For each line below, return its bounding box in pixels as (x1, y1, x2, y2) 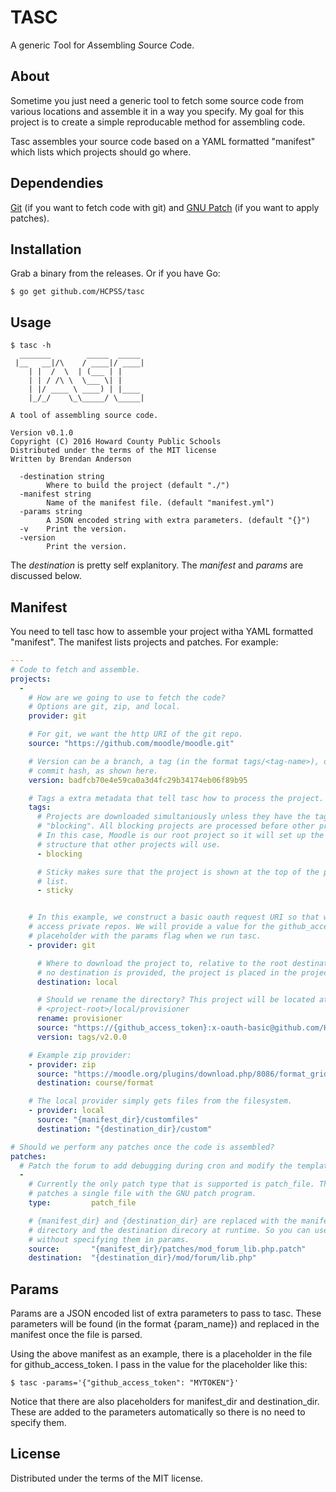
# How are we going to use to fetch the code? (28, 692, 226, 703)
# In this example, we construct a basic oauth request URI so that (28, 912, 320, 923)
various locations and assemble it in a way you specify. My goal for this (10, 105, 305, 117)
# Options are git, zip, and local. (28, 702, 182, 712)
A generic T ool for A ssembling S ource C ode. (10, 39, 195, 51)
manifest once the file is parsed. (10, 1329, 143, 1341)
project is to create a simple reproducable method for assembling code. (10, 116, 306, 128)
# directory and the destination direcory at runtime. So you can (28, 1225, 311, 1235)
